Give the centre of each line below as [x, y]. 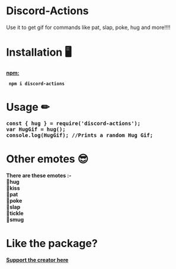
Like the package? [52, 243]
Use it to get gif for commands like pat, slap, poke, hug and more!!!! [88, 27]
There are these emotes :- [39, 175]
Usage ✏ [28, 107]
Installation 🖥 [39, 52]
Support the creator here [37, 260]
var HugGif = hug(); [36, 129]
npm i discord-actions [37, 84]
